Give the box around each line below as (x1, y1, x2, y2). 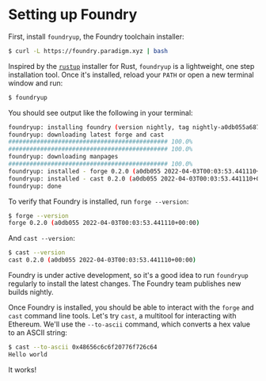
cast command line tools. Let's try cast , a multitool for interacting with (8, 311, 237, 321)
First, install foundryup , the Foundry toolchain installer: (8, 32, 184, 41)
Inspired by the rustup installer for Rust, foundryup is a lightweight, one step (8, 61, 255, 70)
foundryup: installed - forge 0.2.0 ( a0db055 (8, 167, 161, 175)
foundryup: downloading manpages (8, 153, 119, 161)
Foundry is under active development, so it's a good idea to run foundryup (8, 271, 249, 280)
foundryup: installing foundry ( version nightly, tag (8, 123, 190, 131)
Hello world (8, 350, 47, 358)
